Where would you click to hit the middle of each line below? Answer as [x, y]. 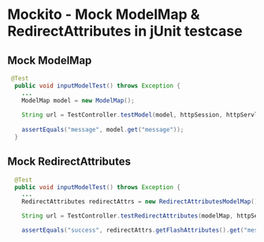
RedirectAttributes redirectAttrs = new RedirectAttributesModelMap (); [141, 202]
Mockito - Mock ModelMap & [104, 15]
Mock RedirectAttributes [69, 162]
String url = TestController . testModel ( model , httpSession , [122, 115]
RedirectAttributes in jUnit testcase [125, 31]
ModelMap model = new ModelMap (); [78, 100]
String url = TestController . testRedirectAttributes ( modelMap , [128, 216]
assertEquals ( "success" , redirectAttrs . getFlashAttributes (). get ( [133, 230]
